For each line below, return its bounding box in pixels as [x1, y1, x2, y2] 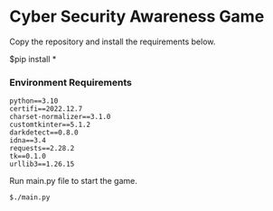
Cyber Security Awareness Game [9, 6, 265, 27]
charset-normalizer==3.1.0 [9, 113, 111, 122]
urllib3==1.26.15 [9, 160, 75, 169]
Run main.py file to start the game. [9, 176, 138, 187]
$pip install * [9, 53, 57, 64]
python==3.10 [9, 96, 59, 105]
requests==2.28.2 [9, 144, 75, 153]
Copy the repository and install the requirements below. [9, 36, 216, 47]
